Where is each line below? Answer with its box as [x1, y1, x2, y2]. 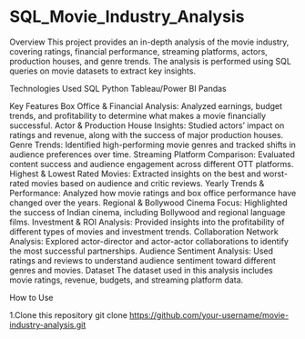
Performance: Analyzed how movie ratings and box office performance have [9, 187, 297, 198]
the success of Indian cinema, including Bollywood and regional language [9, 206, 286, 217]
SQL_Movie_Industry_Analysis [9, 6, 245, 27]
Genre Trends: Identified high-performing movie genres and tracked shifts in [9, 139, 296, 150]
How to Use [9, 292, 54, 303]
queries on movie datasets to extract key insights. [9, 65, 196, 76]
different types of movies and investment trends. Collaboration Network [9, 225, 280, 237]
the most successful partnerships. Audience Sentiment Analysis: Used [9, 245, 274, 256]
